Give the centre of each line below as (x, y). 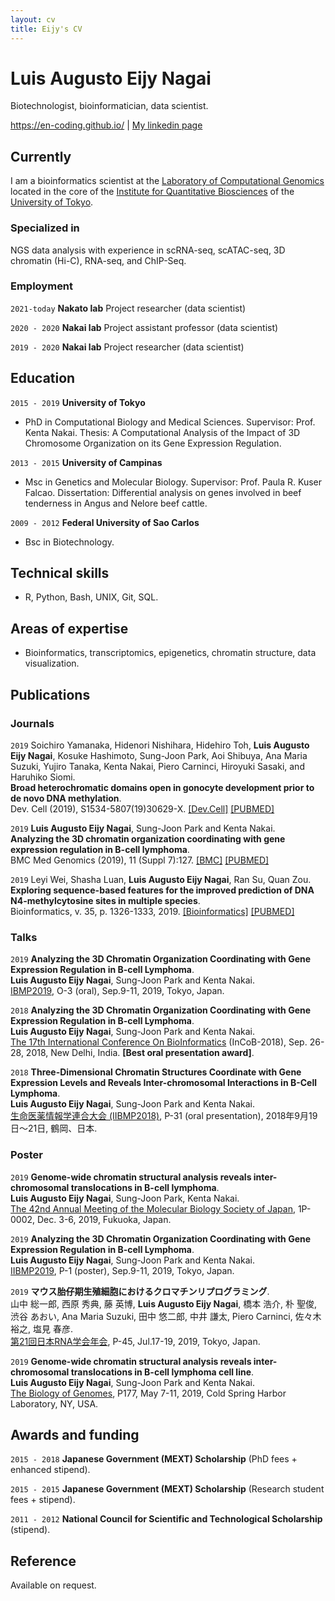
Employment (42, 286)
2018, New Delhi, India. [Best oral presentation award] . (140, 1053)
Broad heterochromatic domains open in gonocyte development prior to (162, 787)
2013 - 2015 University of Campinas (86, 462)
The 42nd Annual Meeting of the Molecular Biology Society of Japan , (153, 1208)
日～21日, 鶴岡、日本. (54, 1128)
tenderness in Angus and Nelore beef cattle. (116, 503)
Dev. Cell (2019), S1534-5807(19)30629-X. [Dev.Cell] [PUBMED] (142, 808)
